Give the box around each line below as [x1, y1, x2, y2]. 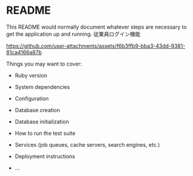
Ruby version [14, 72, 48, 79]
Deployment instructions [14, 153, 76, 160]
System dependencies [14, 83, 70, 90]
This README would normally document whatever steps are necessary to [6, 23, 187, 30]
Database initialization [14, 118, 70, 125]
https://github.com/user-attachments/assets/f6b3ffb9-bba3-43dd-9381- [6, 42, 186, 50]
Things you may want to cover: [6, 60, 82, 67]
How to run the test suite [14, 129, 76, 137]
